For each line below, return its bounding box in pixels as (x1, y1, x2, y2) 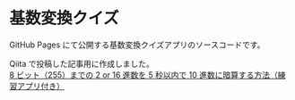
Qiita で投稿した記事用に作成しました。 (9, 58, 154, 69)
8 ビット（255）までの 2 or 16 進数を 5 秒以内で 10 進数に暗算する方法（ (9, 69, 278, 80)
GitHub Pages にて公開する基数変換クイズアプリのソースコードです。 (9, 39, 265, 50)
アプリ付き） (16, 80, 65, 91)
